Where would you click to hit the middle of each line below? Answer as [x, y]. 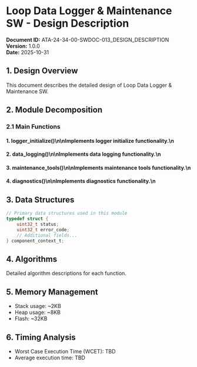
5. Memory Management [52, 292]
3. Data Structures [40, 200]
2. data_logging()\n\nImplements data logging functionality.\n [84, 154]
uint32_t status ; [38, 224]
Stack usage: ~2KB [38, 306]
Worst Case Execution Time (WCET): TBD [65, 351]
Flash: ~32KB [31, 319]
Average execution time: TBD [50, 358]
